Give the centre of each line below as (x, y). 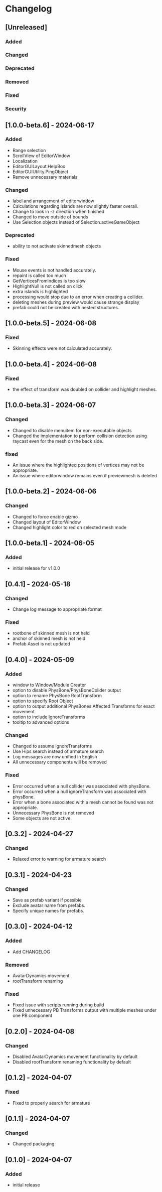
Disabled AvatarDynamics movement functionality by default (75, 1056)
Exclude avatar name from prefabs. (49, 905)
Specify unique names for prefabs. (48, 911)
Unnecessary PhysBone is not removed (53, 813)
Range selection (29, 150)
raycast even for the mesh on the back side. (58, 441)
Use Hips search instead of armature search (58, 751)
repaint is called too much (39, 275)
